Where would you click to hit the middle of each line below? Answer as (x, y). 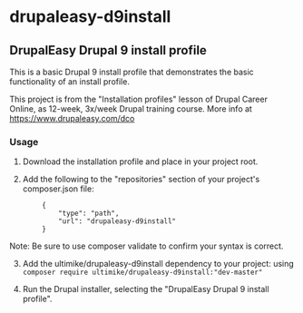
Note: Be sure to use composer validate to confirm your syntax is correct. (147, 246)
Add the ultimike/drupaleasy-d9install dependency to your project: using (158, 264)
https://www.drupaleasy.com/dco (72, 118)
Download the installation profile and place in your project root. (140, 161)
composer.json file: (58, 189)
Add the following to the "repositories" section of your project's (141, 180)
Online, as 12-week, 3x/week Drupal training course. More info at (131, 109)
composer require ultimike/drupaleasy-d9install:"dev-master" (142, 273)
